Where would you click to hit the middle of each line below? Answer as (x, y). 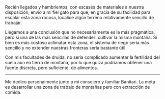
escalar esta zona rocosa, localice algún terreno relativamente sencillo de (80, 17)
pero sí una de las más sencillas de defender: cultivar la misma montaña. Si (81, 37)
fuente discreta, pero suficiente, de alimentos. (52, 68)
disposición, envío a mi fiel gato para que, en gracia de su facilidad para (78, 12)
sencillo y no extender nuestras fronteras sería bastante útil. (66, 48)
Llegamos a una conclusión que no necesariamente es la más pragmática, (80, 32)
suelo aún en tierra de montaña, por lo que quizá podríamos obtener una (79, 62)
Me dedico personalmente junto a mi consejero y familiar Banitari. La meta (80, 82)
